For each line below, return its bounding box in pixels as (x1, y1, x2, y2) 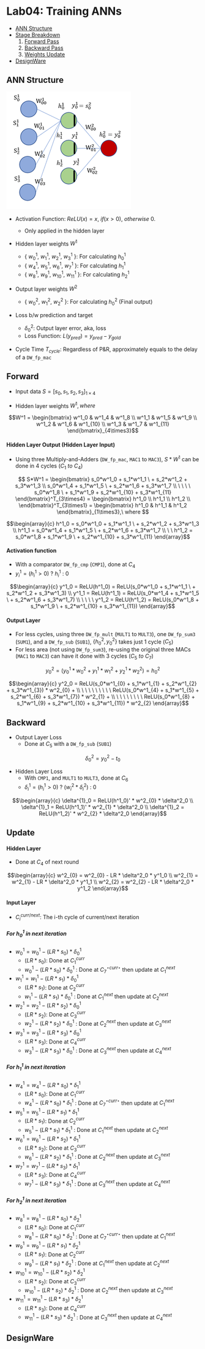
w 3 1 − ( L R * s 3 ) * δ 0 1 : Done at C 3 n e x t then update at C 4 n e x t (24, 1045, 171, 1056)
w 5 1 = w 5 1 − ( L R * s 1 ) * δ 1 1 (15, 1107, 80, 1117)
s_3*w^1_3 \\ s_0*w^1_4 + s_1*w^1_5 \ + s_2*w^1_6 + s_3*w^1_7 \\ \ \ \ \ (15, 482, 191, 489)
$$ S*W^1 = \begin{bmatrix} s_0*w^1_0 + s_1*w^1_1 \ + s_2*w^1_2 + (18, 475, 188, 483)
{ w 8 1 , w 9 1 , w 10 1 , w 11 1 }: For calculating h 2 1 (24, 270, 130, 280)
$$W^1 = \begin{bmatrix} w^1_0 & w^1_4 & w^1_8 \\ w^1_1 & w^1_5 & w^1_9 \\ (8, 414, 198, 421)
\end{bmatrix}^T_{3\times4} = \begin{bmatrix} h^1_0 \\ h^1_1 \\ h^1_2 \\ (15, 495, 191, 502)
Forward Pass (24, 37, 59, 45)
